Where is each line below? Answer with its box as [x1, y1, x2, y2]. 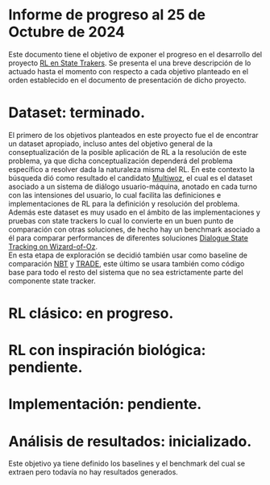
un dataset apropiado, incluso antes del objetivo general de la [8, 139, 214, 148]
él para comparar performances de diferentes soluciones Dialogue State [8, 232, 248, 243]
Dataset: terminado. [8, 103, 145, 122]
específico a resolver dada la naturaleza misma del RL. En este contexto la [8, 164, 255, 174]
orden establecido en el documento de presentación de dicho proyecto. [8, 75, 247, 85]
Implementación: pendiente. [8, 395, 202, 413]
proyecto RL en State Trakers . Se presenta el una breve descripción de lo [8, 58, 251, 68]
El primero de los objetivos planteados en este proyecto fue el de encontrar [8, 130, 260, 140]
